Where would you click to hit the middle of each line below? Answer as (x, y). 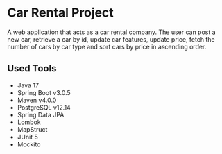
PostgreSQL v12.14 (44, 107)
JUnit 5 (27, 137)
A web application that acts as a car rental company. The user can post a (112, 32)
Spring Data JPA (41, 114)
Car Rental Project (61, 13)
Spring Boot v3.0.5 (44, 92)
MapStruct (32, 129)
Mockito (29, 144)
